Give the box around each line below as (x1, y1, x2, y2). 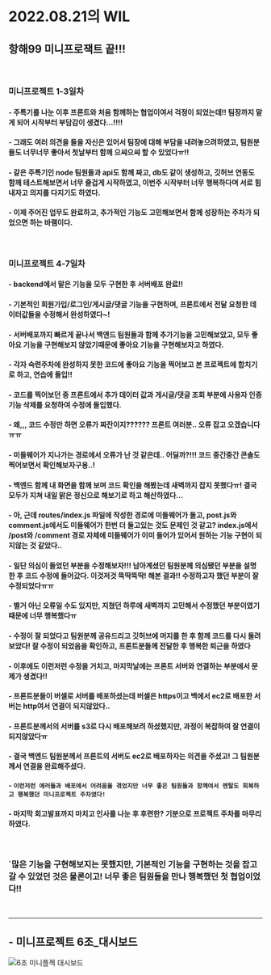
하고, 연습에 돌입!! (16, 369, 73, 380)
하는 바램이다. (29, 217, 73, 227)
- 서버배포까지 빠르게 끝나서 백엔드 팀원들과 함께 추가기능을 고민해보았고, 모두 (8, 329, 250, 340)
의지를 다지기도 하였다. (29, 188, 101, 197)
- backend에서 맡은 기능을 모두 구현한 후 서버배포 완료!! (8, 280, 184, 289)
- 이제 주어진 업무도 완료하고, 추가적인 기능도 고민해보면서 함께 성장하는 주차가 (8, 208, 252, 217)
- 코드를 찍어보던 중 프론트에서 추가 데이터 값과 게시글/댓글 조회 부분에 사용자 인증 (8, 390, 262, 399)
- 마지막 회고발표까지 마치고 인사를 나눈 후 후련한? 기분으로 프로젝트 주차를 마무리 (8, 808, 262, 818)
